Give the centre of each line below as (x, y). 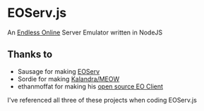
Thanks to (30, 54)
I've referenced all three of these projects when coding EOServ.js (102, 100)
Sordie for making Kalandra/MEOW (68, 79)
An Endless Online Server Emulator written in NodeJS (85, 32)
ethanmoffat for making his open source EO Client (90, 86)
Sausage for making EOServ (59, 71)
